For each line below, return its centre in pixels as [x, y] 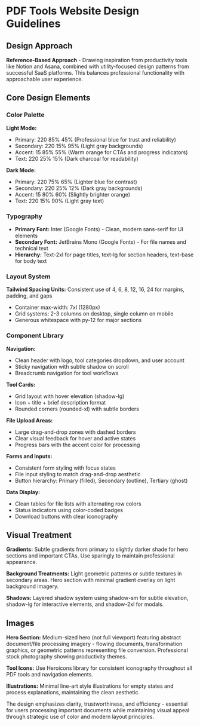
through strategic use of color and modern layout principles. [80, 717]
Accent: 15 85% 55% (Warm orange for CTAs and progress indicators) [101, 152]
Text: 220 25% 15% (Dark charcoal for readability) [76, 158]
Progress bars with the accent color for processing [77, 445]
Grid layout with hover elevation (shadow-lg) [70, 396]
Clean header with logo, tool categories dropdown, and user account [100, 360]
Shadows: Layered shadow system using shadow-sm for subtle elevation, [97, 598]
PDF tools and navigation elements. [50, 675]
